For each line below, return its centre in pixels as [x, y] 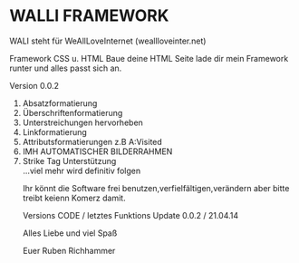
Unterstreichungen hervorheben [82, 122]
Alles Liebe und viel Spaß [70, 233]
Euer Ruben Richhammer [69, 250]
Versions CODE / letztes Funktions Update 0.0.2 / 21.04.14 [130, 215]
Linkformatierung [55, 131]
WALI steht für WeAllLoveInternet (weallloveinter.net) [108, 41]
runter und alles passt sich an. [66, 68]
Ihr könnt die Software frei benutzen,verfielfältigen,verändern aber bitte [156, 188]
